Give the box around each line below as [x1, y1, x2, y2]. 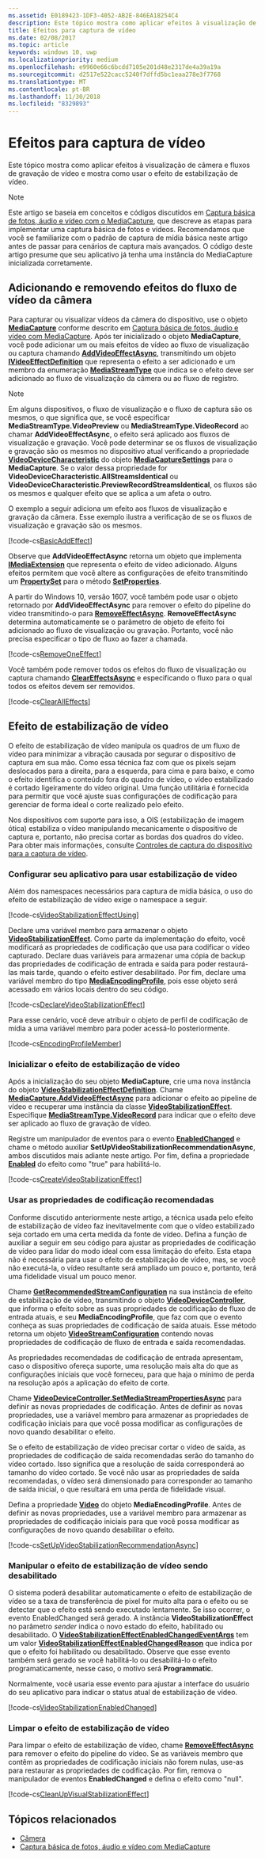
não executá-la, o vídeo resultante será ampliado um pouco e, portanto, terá [8, 1263, 257, 1272]
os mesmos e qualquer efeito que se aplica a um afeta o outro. [8, 488, 212, 497]
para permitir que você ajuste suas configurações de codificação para [8, 791, 237, 801]
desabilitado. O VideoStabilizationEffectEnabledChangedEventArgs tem [8, 1629, 249, 1640]
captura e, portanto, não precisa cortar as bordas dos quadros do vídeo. [8, 832, 244, 841]
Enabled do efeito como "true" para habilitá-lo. [8, 1160, 161, 1169]
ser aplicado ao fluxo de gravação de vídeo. [8, 1118, 152, 1129]
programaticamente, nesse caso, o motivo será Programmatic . [8, 1663, 214, 1673]
